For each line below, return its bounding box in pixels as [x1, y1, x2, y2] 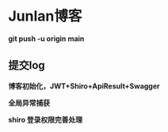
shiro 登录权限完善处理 [8, 115, 83, 124]
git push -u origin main [8, 33, 85, 43]
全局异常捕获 [8, 98, 50, 107]
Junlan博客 [8, 7, 82, 25]
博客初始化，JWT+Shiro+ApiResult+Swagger [8, 81, 160, 91]
